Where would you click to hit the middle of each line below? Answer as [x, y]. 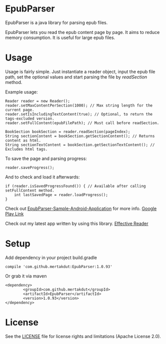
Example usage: [22, 92]
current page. [20, 110]
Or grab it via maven [26, 276]
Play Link [14, 213]
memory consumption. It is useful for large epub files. [60, 37]
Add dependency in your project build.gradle [51, 257]
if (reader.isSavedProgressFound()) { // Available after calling [76, 186]
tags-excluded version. [30, 118]
